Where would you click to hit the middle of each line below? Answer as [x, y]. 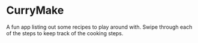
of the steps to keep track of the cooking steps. [65, 33]
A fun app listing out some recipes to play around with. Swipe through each [99, 27]
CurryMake [35, 10]
